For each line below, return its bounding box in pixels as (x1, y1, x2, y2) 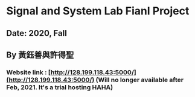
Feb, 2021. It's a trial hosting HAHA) (6, 83, 113, 91)
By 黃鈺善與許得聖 (6, 50, 74, 60)
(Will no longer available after (95, 75, 184, 84)
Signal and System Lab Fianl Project (6, 4, 190, 18)
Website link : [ (6, 68, 51, 76)
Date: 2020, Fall (6, 28, 68, 38)
